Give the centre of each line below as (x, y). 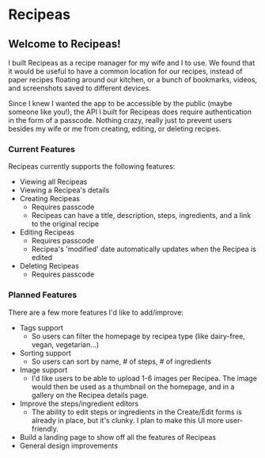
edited (42, 258)
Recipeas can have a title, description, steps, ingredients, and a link (141, 216)
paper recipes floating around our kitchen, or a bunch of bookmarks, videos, (133, 80)
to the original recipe (65, 224)
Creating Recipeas (50, 199)
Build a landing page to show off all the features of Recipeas (117, 437)
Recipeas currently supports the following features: (92, 166)
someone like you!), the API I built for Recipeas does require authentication (130, 112)
